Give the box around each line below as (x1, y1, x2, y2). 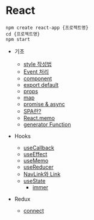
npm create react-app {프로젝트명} (5, 25, 89, 31)
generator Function (23, 121, 71, 128)
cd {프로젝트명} (5, 31, 40, 37)
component (23, 75, 52, 82)
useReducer (23, 163, 54, 171)
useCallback (23, 144, 55, 151)
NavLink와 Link (23, 170, 61, 178)
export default (23, 81, 59, 88)
